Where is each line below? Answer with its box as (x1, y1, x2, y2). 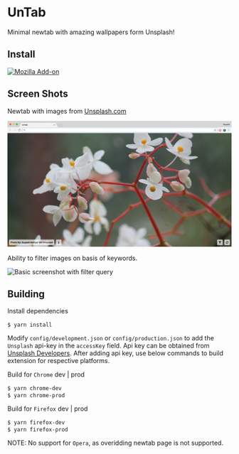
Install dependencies (7, 307, 69, 315)
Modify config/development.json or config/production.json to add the (7, 334, 215, 342)
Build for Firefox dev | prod (7, 404, 88, 413)
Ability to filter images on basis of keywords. (7, 254, 137, 262)
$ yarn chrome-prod (7, 392, 65, 399)
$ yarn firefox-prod (7, 426, 69, 433)
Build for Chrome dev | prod (7, 370, 85, 379)
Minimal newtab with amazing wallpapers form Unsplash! (7, 28, 175, 36)
